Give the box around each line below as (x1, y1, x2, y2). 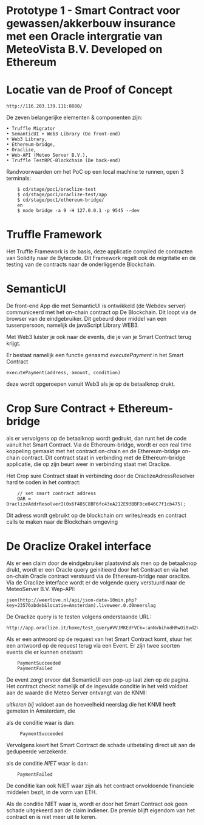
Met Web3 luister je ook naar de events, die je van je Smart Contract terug (6, 334, 192, 340)
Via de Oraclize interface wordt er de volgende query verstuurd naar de (6, 578, 185, 586)
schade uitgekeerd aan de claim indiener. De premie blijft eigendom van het (6, 806, 195, 814)
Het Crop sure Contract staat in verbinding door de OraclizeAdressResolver (6, 472, 195, 479)
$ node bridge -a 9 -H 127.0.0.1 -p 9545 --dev (17, 208, 140, 214)
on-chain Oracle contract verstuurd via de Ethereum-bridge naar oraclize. (6, 572, 191, 580)
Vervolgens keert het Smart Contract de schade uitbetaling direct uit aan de (6, 741, 195, 748)
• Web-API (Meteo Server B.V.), (6, 152, 88, 159)
